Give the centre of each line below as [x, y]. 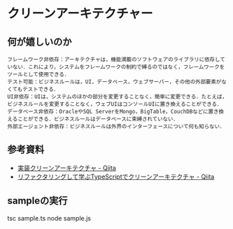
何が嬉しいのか [40, 42]
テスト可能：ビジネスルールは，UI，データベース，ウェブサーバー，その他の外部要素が [114, 82]
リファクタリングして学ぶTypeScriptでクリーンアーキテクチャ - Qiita [116, 176]
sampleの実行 [37, 201]
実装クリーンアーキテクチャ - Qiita [67, 167]
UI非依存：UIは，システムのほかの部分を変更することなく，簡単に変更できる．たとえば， [117, 97]
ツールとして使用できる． [38, 74]
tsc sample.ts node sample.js [49, 218]
